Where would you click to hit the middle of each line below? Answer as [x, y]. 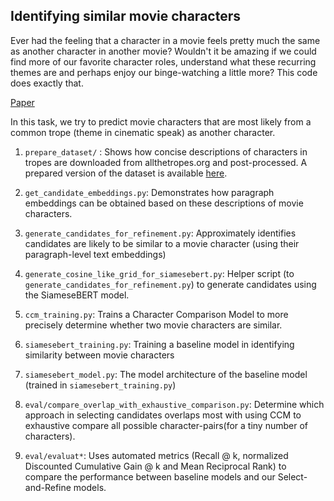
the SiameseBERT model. [77, 295]
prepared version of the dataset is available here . [126, 173]
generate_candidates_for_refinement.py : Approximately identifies [160, 233]
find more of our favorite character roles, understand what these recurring [163, 61]
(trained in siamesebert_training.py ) [100, 385]
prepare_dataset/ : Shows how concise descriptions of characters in [166, 151]
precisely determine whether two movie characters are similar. [153, 325]
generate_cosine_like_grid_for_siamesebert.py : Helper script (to [159, 273]
